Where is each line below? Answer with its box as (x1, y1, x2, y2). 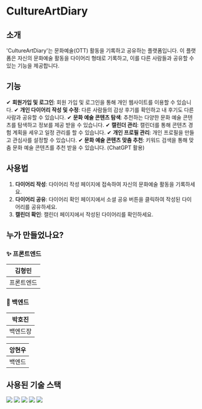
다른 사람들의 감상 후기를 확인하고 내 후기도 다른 (81, 106, 194, 113)
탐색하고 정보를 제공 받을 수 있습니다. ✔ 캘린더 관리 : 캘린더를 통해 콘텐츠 (17, 121, 187, 128)
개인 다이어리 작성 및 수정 (20, 106, 79, 113)
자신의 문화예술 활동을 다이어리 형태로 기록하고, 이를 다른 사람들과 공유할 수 (17, 54, 195, 62)
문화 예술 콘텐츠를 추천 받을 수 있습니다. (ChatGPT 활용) (12, 144, 145, 151)
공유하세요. (31, 203, 57, 210)
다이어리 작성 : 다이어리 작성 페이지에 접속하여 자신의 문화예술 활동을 (14, 180, 175, 188)
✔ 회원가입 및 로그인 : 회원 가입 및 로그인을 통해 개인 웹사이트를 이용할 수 (6, 98, 176, 106)
